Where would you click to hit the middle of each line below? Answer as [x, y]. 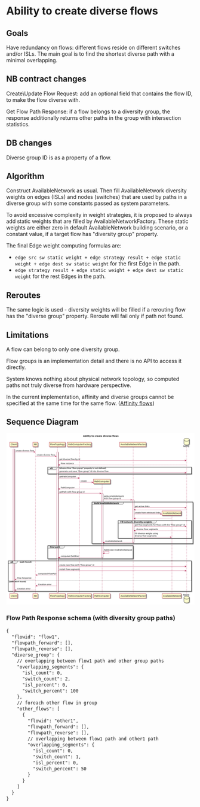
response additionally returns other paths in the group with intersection [94, 117]
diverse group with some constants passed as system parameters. [88, 203]
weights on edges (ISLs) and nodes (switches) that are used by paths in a [96, 197]
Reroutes [23, 295]
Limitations [27, 335]
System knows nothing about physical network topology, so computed [93, 379]
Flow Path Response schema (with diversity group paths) [91, 618]
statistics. [18, 124]
